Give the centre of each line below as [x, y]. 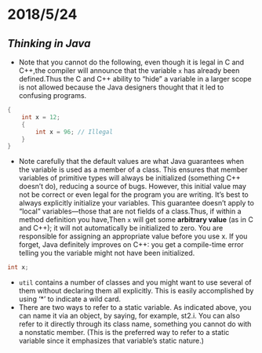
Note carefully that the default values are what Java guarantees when [131, 162]
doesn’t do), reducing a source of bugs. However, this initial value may [132, 187]
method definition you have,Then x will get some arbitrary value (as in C [136, 220]
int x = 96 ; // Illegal [74, 132]
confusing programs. [53, 95]
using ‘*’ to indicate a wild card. [70, 299]
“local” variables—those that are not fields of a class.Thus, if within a [130, 211]
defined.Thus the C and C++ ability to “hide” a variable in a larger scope [135, 79]
